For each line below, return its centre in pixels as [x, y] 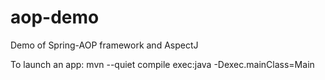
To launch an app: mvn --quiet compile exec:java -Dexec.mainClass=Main [162, 64]
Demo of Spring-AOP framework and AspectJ [104, 45]
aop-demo [55, 17]
